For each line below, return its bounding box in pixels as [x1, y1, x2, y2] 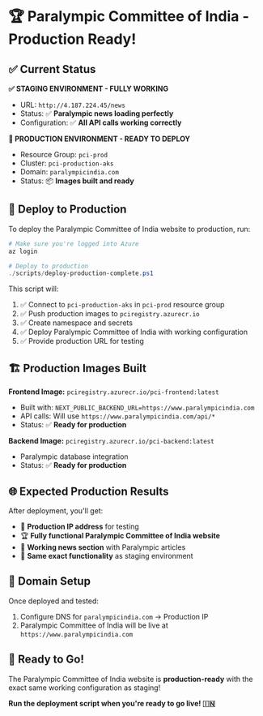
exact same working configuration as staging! [8, 683, 161, 692]
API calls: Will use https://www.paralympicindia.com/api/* [19, 411, 216, 421]
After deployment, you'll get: [8, 505, 104, 516]
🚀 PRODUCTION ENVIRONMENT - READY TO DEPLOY [8, 134, 191, 144]
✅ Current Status [8, 62, 96, 76]
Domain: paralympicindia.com [19, 167, 120, 176]
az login [8, 247, 38, 255]
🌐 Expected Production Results [8, 484, 169, 498]
